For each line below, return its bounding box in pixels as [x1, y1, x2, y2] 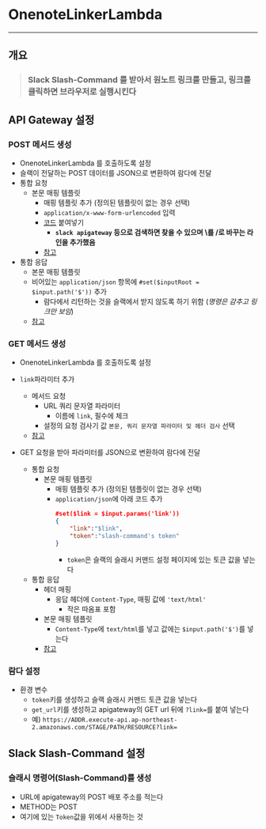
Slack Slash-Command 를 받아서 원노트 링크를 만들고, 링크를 [27, 74, 252, 85]
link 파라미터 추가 [19, 374, 75, 384]
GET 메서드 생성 [8, 338, 66, 349]
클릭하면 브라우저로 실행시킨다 [27, 86, 137, 97]
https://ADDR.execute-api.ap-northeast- [42, 716, 178, 724]
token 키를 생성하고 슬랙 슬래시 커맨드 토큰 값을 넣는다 [31, 695, 198, 704]
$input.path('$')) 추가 [31, 286, 107, 296]
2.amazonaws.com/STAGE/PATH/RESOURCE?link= [31, 723, 178, 731]
